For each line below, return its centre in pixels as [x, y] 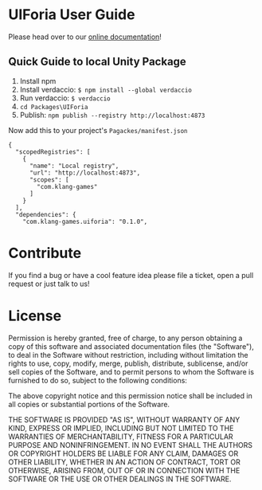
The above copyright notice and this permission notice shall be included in [130, 395]
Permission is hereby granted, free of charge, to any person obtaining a [125, 338]
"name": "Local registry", [74, 166]
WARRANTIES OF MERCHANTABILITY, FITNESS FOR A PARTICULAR [121, 437]
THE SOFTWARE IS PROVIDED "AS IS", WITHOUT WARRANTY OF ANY [124, 419]
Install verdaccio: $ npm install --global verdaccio [106, 89]
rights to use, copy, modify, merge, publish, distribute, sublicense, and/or [128, 363]
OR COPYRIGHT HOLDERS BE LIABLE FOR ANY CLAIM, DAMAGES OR [123, 453]
